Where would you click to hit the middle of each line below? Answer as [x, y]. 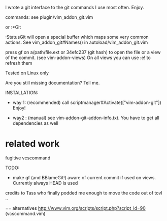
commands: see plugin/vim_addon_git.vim [49, 17]
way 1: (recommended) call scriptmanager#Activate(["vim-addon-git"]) [87, 102]
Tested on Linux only [27, 73]
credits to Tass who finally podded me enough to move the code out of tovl [84, 192]
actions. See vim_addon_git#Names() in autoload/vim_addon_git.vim [77, 42]
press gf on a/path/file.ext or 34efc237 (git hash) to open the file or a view [83, 52]
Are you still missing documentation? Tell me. [53, 83]
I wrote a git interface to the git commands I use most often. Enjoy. [75, 7]
